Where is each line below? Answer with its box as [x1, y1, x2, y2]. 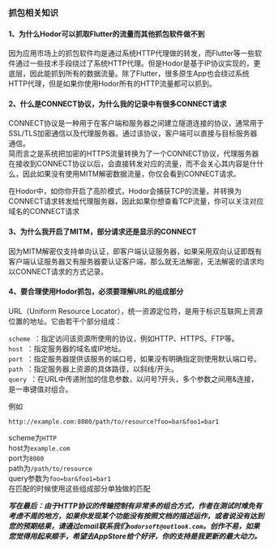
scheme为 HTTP [8, 432, 57, 443]
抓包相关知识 [8, 6, 59, 18]
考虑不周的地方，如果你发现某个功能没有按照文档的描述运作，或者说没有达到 [8, 511, 264, 521]
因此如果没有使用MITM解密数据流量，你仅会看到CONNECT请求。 [22, 169, 241, 179]
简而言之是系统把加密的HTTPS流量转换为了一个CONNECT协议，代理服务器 [8, 148, 259, 159]
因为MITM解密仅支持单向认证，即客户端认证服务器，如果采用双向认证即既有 [8, 246, 263, 256]
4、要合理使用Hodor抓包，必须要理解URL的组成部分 [8, 286, 184, 297]
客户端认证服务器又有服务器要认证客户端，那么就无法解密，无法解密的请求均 [8, 256, 264, 266]
